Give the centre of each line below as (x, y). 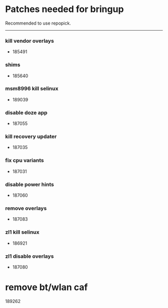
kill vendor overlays (29, 41)
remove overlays (26, 208)
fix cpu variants (24, 161)
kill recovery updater (31, 136)
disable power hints (29, 184)
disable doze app (26, 112)
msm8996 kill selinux (32, 89)
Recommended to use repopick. (38, 23)
